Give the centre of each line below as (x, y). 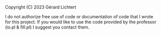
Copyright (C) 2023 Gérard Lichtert (41, 7)
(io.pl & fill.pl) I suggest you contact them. (47, 27)
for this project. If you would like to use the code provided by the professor (81, 22)
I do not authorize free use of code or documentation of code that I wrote (79, 17)
